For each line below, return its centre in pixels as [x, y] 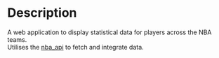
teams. [17, 39]
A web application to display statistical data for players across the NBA [109, 32]
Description [42, 13]
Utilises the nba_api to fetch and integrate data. [75, 47]
